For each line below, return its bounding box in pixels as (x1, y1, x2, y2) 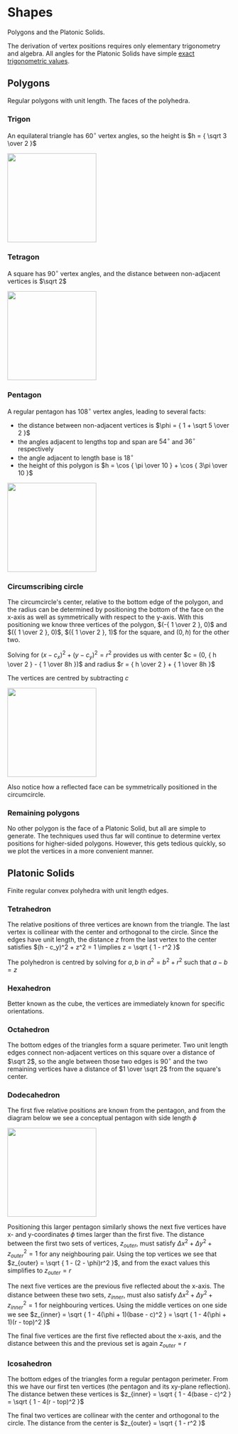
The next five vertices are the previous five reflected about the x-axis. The (7, 1282, 225, 1290)
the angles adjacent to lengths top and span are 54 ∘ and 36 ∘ (17, 436, 196, 446)
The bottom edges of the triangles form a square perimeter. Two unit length (7, 1040, 229, 1050)
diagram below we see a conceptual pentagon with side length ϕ (7, 1114, 198, 1122)
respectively (17, 445, 55, 453)
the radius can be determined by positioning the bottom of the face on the (7, 606, 225, 614)
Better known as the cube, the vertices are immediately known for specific (7, 999, 225, 1008)
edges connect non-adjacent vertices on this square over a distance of (7, 1048, 215, 1057)
